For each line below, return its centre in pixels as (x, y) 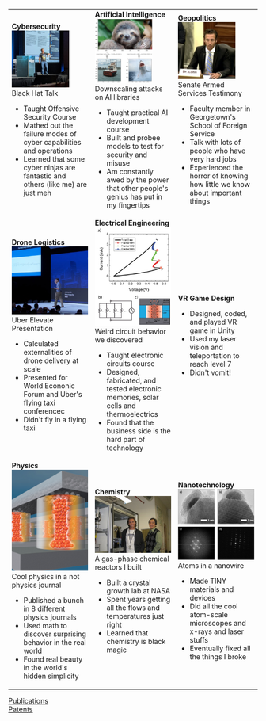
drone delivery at (51, 360)
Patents (21, 709)
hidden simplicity (51, 676)
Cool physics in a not (46, 577)
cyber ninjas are (49, 168)
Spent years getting (139, 600)
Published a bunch (54, 601)
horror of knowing (219, 176)
